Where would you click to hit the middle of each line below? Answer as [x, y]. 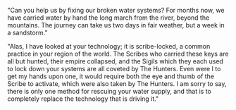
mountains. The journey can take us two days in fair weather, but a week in [116, 25]
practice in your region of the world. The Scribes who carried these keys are [118, 54]
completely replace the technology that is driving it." [83, 99]
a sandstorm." [27, 32]
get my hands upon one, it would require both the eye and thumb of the [111, 76]
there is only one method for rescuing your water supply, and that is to [109, 91]
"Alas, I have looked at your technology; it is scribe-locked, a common [109, 46]
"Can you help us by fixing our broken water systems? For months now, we [116, 10]
